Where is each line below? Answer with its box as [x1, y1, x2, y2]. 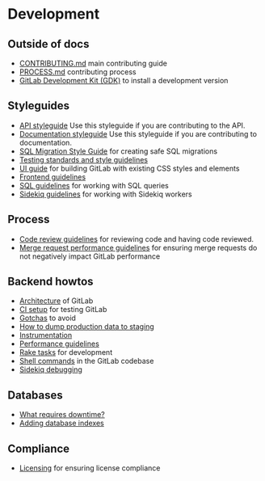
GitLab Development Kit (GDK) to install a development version [19, 76, 229, 85]
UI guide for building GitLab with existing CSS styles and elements [19, 163, 240, 173]
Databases [7, 388, 64, 402]
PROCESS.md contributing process [19, 67, 137, 77]
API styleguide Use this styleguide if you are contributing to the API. [19, 120, 246, 130]
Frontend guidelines [19, 171, 86, 182]
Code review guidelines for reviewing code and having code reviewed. [19, 234, 254, 243]
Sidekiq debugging [19, 365, 82, 374]
